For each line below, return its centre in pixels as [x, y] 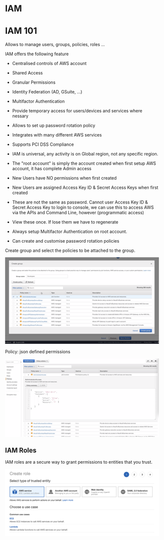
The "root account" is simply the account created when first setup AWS [84, 163]
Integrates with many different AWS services [57, 135]
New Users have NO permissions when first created [64, 178]
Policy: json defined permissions [38, 351]
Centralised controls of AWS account [49, 64]
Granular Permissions [34, 82]
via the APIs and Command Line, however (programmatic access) [78, 213]
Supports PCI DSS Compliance [43, 144]
